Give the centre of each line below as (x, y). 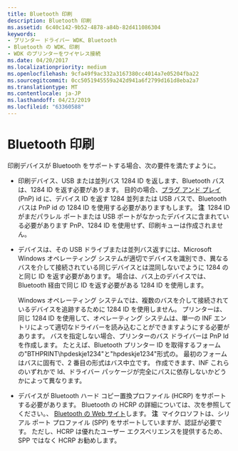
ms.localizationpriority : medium (57, 67)
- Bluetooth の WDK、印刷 (44, 47)
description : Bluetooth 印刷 (50, 21)
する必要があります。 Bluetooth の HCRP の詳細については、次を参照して (124, 405)
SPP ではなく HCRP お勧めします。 (69, 440)
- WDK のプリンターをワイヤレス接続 (54, 54)
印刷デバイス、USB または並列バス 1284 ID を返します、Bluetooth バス (121, 181)
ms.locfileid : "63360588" (46, 107)
